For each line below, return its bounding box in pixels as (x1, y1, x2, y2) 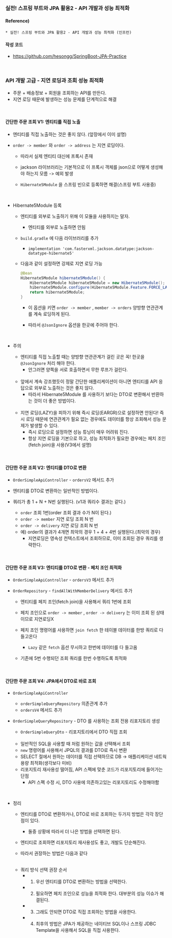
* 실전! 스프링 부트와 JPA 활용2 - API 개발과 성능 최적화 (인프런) (5, 30, 132, 35)
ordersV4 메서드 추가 (20, 707, 62, 713)
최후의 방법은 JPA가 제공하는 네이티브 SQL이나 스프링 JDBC (35, 921, 156, 927)
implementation (28, 246, 60, 251)
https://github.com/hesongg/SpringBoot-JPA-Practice (12, 53, 127, 60)
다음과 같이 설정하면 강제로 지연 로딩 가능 (20, 260, 103, 266)
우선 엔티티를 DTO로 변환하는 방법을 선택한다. (35, 878, 127, 885)
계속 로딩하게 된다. (33, 311, 71, 317)
